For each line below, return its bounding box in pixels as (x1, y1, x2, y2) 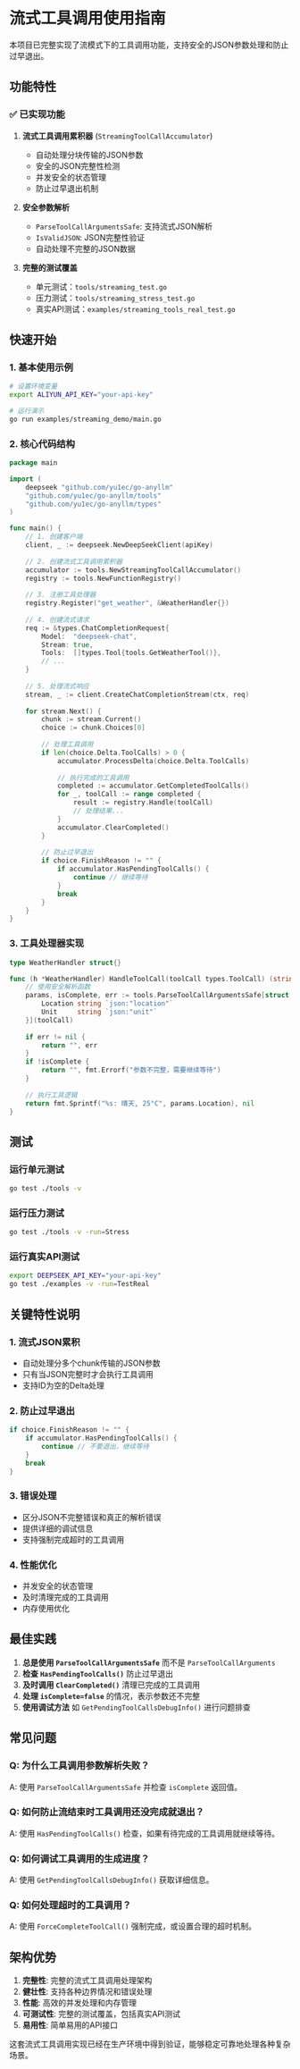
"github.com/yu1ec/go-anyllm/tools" (25, 491, 162, 500)
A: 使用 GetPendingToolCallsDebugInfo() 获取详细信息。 (9, 1874, 214, 1886)
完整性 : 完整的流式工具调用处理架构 (21, 1975, 153, 1986)
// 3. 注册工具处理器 (25, 591, 96, 600)
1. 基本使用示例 (9, 361, 74, 374)
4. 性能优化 (9, 1559, 57, 1571)
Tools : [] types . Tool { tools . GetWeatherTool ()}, (41, 649, 221, 658)
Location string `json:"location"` (41, 999, 174, 1008)
